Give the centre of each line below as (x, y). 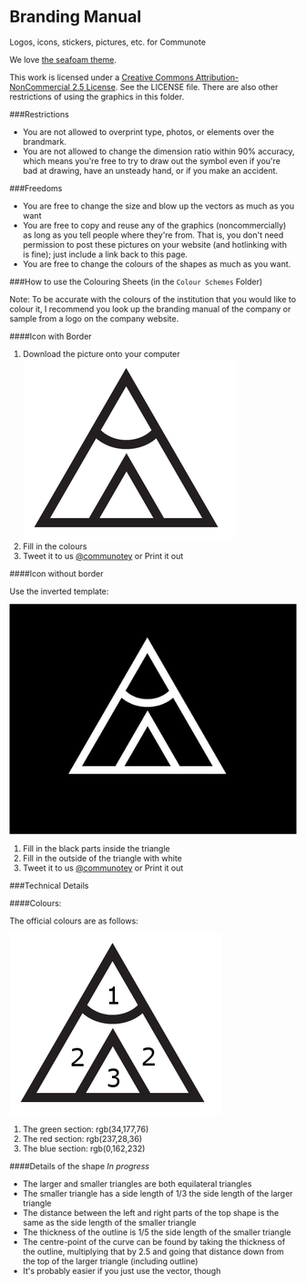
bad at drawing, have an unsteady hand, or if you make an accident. (150, 170)
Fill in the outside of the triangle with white (102, 859)
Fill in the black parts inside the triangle (96, 849)
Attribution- (217, 77)
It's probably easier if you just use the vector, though (122, 1271)
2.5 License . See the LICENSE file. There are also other (175, 87)
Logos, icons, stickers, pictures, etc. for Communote (108, 42)
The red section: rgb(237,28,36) (82, 1139)
